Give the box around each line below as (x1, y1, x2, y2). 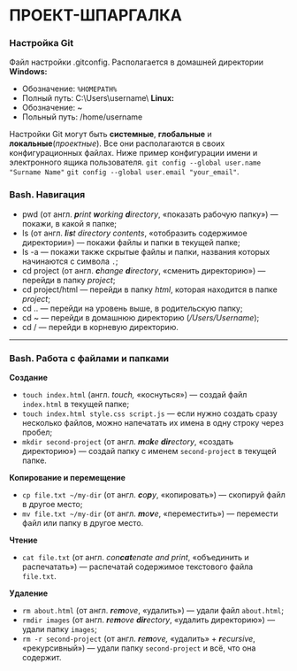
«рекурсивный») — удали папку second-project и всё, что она (21, 643, 256, 653)
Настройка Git (9, 37, 73, 50)
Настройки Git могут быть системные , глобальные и (9, 129, 212, 140)
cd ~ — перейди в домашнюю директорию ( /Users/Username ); (21, 312, 260, 323)
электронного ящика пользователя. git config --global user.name (9, 157, 262, 168)
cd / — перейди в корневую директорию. (21, 321, 179, 332)
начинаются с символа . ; (21, 256, 118, 266)
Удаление (9, 588, 49, 598)
